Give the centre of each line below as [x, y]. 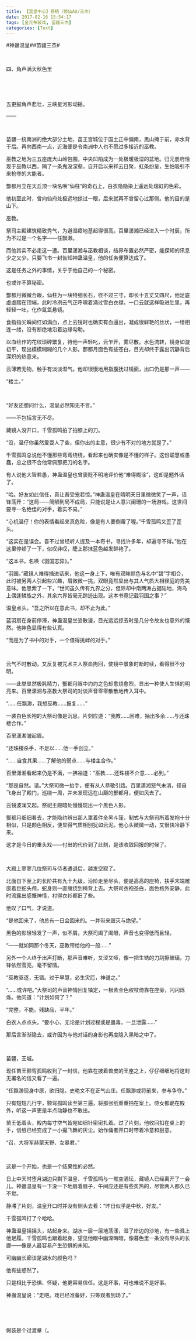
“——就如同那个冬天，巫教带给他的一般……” [59, 946]
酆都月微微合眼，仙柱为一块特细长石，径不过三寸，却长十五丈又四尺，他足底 [98, 295]
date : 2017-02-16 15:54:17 [39, 17]
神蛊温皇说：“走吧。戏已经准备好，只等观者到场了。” [69, 1295]
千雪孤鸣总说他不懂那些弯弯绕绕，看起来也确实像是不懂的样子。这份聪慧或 [95, 455]
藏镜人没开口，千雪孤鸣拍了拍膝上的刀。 [55, 430]
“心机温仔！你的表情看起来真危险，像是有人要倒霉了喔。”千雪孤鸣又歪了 [91, 522]
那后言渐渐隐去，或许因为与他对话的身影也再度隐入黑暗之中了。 [83, 1035]
